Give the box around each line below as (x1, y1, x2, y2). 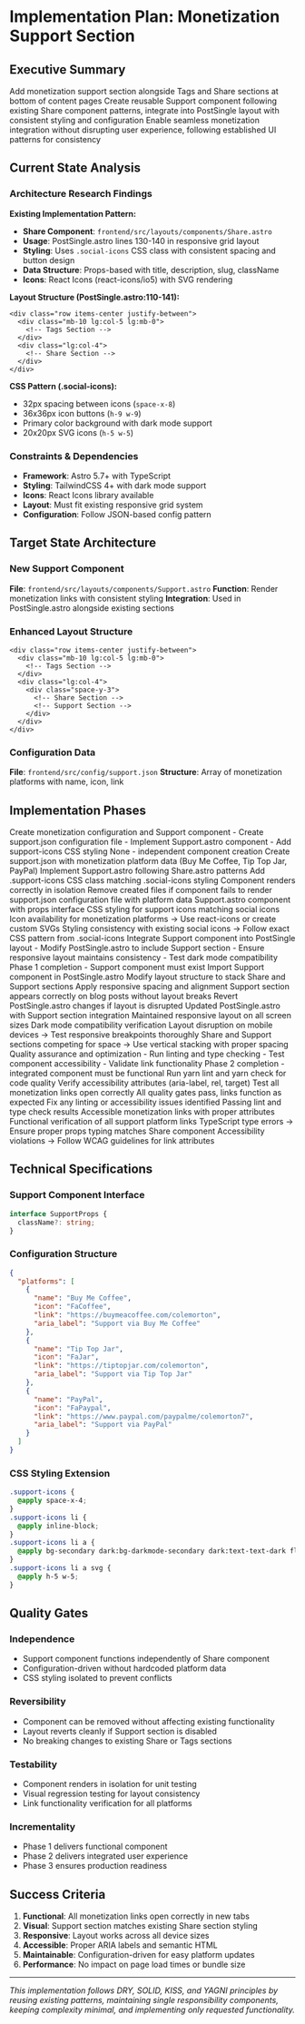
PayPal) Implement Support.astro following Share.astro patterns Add (9, 865, 266, 877)
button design (22, 254, 75, 265)
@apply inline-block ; (17, 1521, 100, 1530)
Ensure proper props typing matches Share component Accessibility (9, 1125, 265, 1136)
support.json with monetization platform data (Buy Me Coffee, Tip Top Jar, (9, 856, 288, 867)
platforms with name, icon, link (9, 776, 124, 787)
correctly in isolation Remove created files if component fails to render (9, 885, 272, 896)
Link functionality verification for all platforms (22, 1798, 192, 1809)
